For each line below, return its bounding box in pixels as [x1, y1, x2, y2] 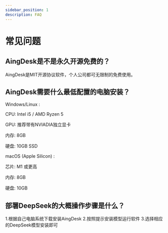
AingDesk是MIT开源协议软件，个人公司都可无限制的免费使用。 [5, 71, 136, 77]
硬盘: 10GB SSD [5, 143, 38, 149]
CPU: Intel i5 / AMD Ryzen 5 [5, 111, 64, 117]
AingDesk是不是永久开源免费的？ [5, 57, 110, 66]
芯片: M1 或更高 [5, 164, 37, 170]
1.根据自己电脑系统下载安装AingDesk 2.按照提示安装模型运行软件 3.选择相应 [5, 216, 163, 222]
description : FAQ [5, 12, 42, 17]
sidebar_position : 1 [5, 7, 49, 13]
